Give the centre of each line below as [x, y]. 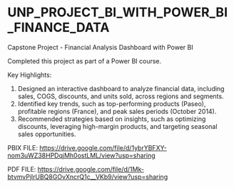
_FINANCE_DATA [58, 27]
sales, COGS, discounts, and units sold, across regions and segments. [121, 96]
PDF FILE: [22, 169]
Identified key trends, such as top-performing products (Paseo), [112, 103]
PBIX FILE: [22, 147]
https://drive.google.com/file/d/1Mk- [91, 169]
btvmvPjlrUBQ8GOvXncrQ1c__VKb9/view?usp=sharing [88, 177]
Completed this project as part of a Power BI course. [85, 61]
